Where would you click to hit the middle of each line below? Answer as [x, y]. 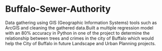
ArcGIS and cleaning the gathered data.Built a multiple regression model [79, 27]
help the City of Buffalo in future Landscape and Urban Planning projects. [81, 43]
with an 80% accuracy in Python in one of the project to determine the [78, 33]
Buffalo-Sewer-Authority [58, 9]
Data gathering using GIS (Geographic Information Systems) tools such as [81, 23]
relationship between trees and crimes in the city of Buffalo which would [80, 38]
